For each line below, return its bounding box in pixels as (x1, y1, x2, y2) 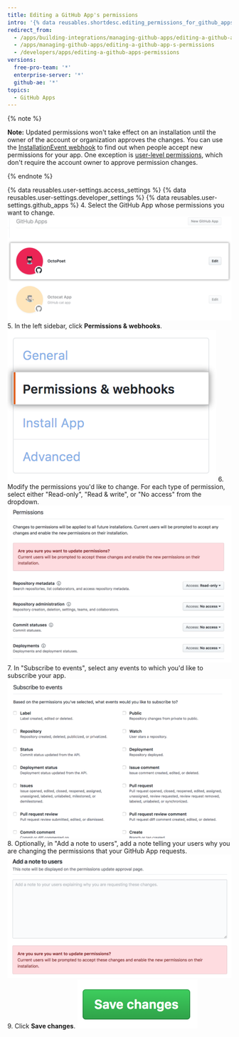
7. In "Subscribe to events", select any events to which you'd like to (7, 664, 204, 672)
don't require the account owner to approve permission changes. (7, 158, 198, 167)
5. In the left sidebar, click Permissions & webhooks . (7, 321, 162, 330)
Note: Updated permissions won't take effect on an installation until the (7, 128, 216, 136)
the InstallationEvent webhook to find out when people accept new (7, 143, 203, 152)
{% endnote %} (7, 172, 53, 181)
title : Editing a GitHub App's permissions (7, 11, 139, 18)
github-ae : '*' (14, 79, 59, 86)
